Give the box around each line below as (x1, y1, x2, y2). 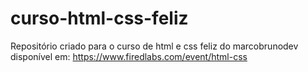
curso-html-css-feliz (10, 7, 189, 30)
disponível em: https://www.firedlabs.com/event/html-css (10, 50, 248, 62)
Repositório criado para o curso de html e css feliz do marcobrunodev (10, 40, 299, 52)
